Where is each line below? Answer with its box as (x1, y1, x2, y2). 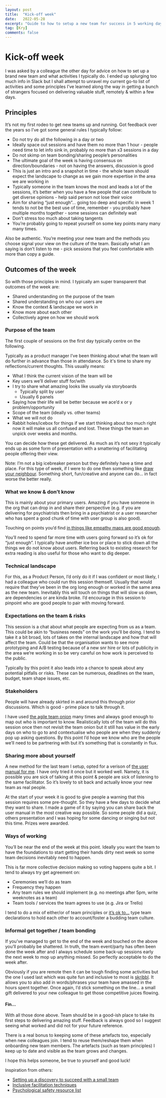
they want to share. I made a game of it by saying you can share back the (5, 804, 155, 811)
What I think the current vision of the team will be (12, 373, 113, 379)
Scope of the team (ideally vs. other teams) (12, 409, 101, 415)
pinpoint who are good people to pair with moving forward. (5, 600, 125, 606)
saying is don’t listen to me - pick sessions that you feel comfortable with (5, 246, 154, 252)
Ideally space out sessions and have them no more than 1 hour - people (12, 141, 158, 147)
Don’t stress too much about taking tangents (12, 215, 103, 221)
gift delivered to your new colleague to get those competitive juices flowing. (5, 990, 160, 996)
